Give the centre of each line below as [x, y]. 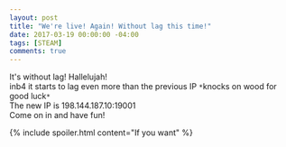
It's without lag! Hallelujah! [59, 77]
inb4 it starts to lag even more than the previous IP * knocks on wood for [143, 87]
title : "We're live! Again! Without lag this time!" [111, 26]
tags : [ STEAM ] [36, 43]
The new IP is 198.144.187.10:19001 [73, 106]
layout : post [34, 18]
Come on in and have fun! [57, 115]
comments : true [38, 51]
